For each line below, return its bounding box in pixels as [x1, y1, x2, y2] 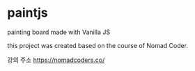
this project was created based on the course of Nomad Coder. [7, 41, 189, 49]
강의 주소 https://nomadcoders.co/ [7, 56, 105, 64]
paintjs [7, 5, 48, 21]
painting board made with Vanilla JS [7, 28, 110, 36]
